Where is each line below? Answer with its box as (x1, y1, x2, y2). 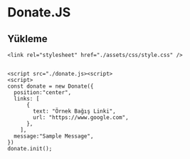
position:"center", (14, 89, 72, 96)
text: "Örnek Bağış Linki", (33, 108, 116, 115)
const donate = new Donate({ (7, 83, 94, 90)
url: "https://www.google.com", (33, 114, 130, 121)
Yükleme (7, 33, 48, 45)
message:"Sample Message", (14, 133, 94, 140)
